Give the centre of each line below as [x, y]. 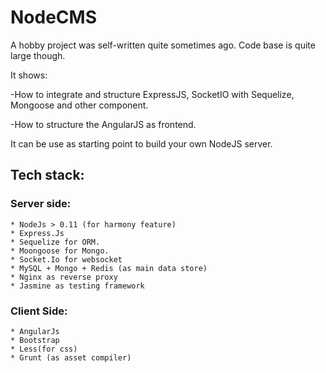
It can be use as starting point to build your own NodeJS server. [141, 143]
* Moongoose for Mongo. [60, 251]
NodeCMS [53, 17]
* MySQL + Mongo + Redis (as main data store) [109, 268]
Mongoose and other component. [79, 105]
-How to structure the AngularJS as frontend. [103, 124]
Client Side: [39, 311]
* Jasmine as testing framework [77, 286]
